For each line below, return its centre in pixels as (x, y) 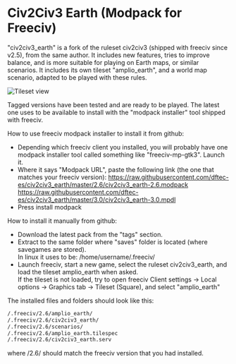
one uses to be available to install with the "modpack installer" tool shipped (116, 112)
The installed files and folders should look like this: (81, 301)
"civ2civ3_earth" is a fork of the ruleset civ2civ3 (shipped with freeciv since (118, 47)
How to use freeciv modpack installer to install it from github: (96, 133)
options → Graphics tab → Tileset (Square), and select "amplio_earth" (119, 286)
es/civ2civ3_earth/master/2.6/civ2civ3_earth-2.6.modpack (103, 184)
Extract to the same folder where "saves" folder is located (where (112, 242)
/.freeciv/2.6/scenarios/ (45, 327)
